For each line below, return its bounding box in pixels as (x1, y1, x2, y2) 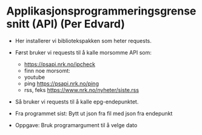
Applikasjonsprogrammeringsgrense (6, 4, 197, 18)
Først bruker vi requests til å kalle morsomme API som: (15, 48, 152, 56)
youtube (24, 73, 45, 81)
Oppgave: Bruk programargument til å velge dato (15, 121, 138, 128)
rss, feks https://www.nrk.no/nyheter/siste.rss (24, 86, 140, 93)
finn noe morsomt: (24, 67, 71, 74)
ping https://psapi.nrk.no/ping (24, 80, 99, 87)
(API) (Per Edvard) (32, 17, 126, 31)
